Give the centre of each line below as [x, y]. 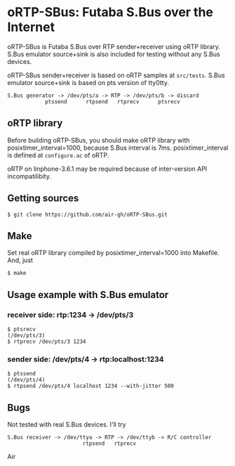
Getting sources [43, 199]
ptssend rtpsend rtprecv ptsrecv [112, 102]
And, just [20, 260]
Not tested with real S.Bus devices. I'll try [67, 425]
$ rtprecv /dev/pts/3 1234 [47, 342]
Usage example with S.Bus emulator [88, 295]
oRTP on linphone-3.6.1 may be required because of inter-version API [107, 169]
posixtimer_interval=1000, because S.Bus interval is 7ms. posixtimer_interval [118, 148]
